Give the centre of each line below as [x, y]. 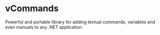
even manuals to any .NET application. [44, 27]
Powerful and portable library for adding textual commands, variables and [80, 22]
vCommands [32, 9]
